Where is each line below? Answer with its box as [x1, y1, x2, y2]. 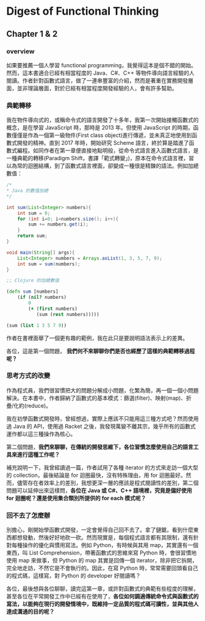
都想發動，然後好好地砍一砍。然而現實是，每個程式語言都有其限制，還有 [11, 534, 193, 542]
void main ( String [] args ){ [6, 249, 75, 255]
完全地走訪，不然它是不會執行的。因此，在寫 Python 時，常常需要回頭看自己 [6, 564, 198, 572]
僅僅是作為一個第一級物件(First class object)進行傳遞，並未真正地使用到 [11, 131, 192, 139]
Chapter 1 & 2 [6, 29, 58, 39]
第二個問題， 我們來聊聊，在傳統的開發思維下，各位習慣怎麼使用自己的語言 [6, 443, 193, 450]
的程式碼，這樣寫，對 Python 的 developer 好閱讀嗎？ [6, 572, 142, 579]
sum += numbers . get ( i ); [28, 221, 88, 227]
